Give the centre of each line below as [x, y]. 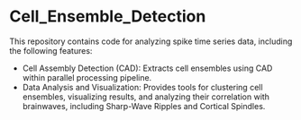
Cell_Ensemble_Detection [108, 17]
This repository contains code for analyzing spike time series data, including [151, 41]
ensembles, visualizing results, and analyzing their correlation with [146, 97]
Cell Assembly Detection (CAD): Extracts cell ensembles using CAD [147, 68]
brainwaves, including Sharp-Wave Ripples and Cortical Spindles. [144, 106]
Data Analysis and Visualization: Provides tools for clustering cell [142, 87]
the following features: [51, 50]
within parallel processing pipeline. [87, 77]
